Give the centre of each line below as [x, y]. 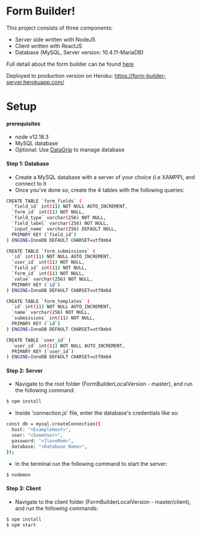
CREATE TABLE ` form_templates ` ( [48, 301]
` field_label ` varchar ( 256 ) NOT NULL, [60, 224]
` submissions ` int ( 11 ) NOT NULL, [54, 318]
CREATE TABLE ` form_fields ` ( [44, 201]
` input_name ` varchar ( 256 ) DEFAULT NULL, [64, 229]
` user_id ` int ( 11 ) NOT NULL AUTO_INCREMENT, [68, 346]
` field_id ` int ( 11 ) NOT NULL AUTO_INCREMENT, [70, 206]
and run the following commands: [56, 508]
